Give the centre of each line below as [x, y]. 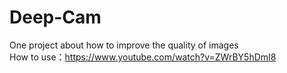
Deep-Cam [55, 17]
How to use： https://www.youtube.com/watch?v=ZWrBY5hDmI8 [143, 57]
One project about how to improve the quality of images [124, 45]
